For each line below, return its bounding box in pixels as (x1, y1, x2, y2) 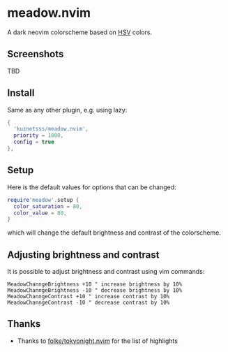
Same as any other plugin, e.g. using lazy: (7, 105, 128, 114)
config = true (13, 138, 54, 146)
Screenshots (7, 48, 64, 60)
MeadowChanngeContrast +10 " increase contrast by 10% (7, 293, 170, 300)
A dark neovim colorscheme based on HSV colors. (7, 28, 152, 36)
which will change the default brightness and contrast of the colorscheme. (7, 228, 222, 237)
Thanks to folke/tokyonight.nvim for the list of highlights (17, 337, 178, 345)
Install (7, 87, 35, 99)
